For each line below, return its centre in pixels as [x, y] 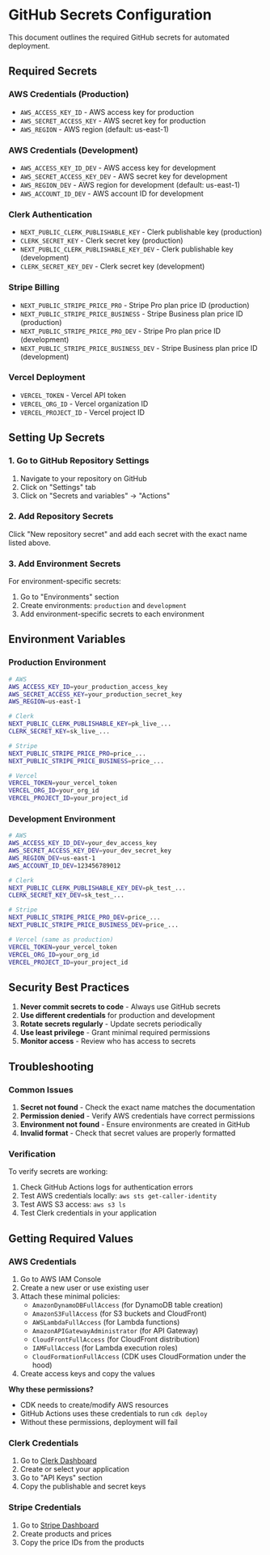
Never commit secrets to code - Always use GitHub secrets [120, 1007]
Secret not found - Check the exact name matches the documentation [137, 1107]
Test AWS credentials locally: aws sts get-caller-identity [118, 1196]
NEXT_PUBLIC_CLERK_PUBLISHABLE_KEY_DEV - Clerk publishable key [127, 249]
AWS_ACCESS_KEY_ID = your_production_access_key [88, 687]
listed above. [30, 543]
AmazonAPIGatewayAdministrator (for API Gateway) [115, 1330]
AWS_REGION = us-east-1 [45, 702]
